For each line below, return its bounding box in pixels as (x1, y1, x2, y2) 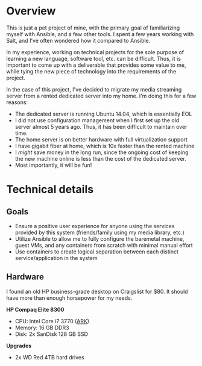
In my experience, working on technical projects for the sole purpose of (6, 48, 185, 55)
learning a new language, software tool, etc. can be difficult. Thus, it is (6, 55, 181, 62)
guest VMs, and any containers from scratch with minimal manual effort (14, 241, 193, 249)
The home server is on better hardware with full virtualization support (14, 135, 188, 143)
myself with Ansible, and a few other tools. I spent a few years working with (6, 30, 194, 37)
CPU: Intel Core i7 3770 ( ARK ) (14, 317, 89, 324)
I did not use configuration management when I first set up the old (14, 116, 180, 124)
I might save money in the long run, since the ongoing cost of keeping (14, 149, 189, 156)
